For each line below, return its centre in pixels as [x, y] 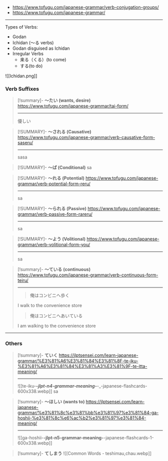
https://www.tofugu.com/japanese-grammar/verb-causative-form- [86, 137]
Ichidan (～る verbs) [33, 43]
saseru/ [25, 143]
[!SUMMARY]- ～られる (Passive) [52, 209]
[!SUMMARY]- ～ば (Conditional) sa [54, 168]
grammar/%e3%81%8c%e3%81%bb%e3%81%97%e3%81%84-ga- [88, 412]
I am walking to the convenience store [56, 326]
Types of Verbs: [22, 27]
